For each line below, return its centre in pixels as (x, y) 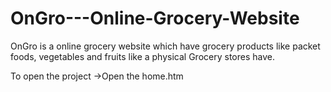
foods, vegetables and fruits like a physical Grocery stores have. (142, 56)
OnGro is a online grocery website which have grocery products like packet (165, 46)
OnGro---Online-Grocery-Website (155, 18)
